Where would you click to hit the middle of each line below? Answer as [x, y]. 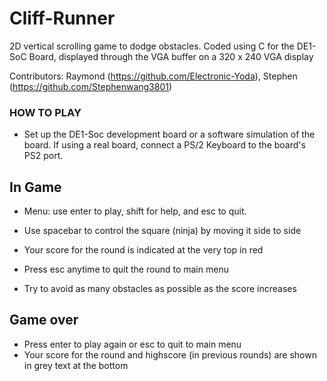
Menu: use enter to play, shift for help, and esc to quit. [135, 211]
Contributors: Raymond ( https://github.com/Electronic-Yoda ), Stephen [153, 76]
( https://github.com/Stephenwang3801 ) [91, 86]
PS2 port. [43, 156]
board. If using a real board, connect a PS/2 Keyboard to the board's [164, 145]
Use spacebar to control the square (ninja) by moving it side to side [162, 231]
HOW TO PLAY [45, 112]
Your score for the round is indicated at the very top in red [143, 250]
